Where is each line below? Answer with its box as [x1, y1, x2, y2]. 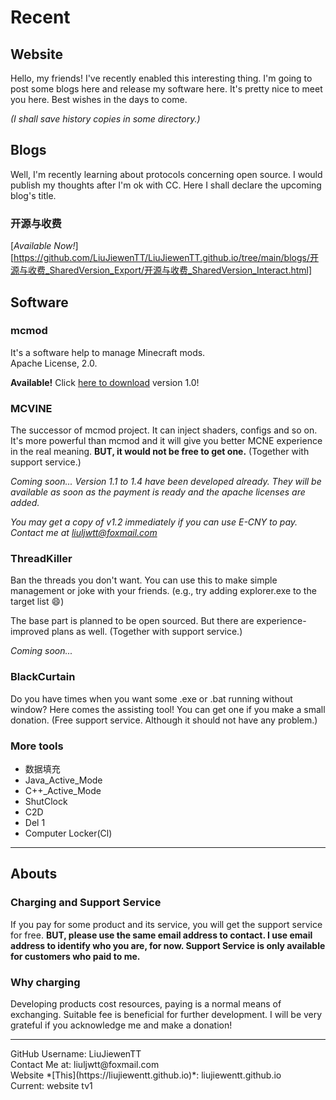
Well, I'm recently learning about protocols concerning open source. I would [10, 168, 323, 180]
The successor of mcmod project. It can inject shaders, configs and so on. [10, 424, 318, 436]
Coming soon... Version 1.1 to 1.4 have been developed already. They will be [10, 476, 322, 488]
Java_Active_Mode [24, 774, 103, 786]
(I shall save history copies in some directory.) [10, 113, 201, 125]
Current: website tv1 [10, 1079, 93, 1091]
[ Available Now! [10, 240, 76, 252]
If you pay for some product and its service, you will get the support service [10, 918, 323, 930]
